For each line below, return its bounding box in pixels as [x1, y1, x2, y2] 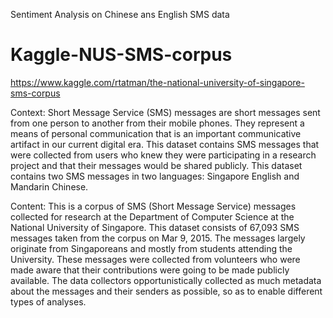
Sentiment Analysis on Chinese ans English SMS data [10, 9, 230, 20]
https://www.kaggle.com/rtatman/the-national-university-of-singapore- [10, 76, 305, 88]
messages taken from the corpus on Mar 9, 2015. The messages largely [10, 232, 306, 244]
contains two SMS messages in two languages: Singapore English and [10, 170, 300, 182]
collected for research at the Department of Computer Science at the [10, 210, 295, 223]
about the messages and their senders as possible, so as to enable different [10, 285, 323, 297]
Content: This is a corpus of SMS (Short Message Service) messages [10, 200, 297, 212]
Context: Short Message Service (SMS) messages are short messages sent [10, 106, 321, 118]
